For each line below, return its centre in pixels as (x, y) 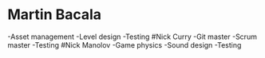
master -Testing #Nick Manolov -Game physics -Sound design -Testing (125, 44)
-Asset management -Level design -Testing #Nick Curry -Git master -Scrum (132, 37)
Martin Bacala (54, 15)
